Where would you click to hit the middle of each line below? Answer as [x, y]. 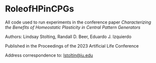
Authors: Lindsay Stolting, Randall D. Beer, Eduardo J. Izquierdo [68, 37]
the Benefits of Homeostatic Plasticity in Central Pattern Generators [73, 27]
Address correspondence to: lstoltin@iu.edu [49, 55]
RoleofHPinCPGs [39, 9]
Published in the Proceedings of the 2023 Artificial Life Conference [72, 46]
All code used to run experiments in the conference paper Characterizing [78, 22]
